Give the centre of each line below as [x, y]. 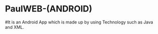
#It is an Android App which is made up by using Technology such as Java [79, 22]
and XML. [14, 27]
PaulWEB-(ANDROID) [49, 9]
